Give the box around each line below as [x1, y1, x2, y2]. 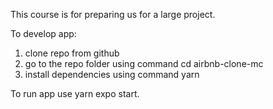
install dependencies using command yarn [24, 69, 200, 80]
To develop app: [10, 28, 77, 39]
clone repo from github [24, 47, 120, 59]
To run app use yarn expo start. [10, 88, 140, 99]
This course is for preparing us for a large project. [10, 9, 216, 20]
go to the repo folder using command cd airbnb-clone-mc [24, 58, 264, 69]
